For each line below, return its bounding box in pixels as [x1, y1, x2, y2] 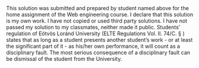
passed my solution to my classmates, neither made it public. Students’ [6, 24, 180, 30]
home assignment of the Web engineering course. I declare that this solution [6, 11, 194, 18]
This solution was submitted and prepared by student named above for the [6, 5, 189, 11]
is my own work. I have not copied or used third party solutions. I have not [6, 17, 188, 24]
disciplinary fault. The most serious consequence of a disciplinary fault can [6, 49, 191, 56]
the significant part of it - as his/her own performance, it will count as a [6, 43, 180, 50]
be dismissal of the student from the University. [6, 55, 122, 62]
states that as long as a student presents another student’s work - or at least [6, 36, 193, 43]
